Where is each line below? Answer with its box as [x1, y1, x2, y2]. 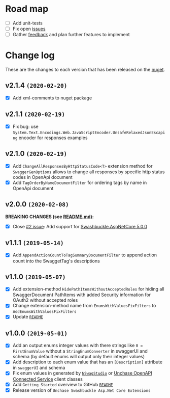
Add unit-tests [12, 20, 43, 26]
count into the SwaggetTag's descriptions [12, 258, 100, 264]
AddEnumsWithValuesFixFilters [12, 309, 77, 314]
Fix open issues [12, 26, 46, 32]
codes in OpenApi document [12, 174, 73, 180]
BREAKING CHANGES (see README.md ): [5, 214, 94, 220]
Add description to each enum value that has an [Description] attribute [12, 359, 163, 365]
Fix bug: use [12, 123, 39, 129]
